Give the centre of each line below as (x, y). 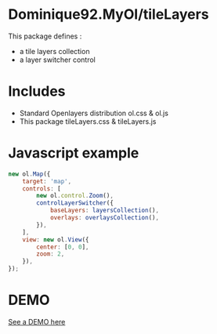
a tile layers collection (54, 51)
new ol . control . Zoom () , (75, 196)
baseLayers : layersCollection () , (104, 211)
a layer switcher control (58, 60)
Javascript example (74, 153)
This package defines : (45, 36)
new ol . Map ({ (29, 174)
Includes (37, 91)
